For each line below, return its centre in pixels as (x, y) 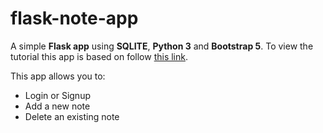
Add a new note (57, 106)
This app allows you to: (58, 76)
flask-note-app (74, 18)
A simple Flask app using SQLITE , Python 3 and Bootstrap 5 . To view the (162, 46)
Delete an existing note (72, 116)
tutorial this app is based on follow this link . (99, 56)
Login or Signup (57, 95)
